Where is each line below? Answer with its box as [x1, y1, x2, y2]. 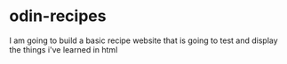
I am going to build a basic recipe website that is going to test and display [9, 35, 278, 46]
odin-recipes [9, 6, 107, 26]
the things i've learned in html [9, 44, 118, 54]
